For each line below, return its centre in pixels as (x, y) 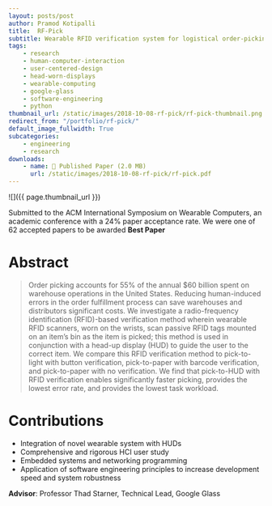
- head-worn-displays (59, 76)
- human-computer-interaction (74, 62)
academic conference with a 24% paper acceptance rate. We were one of (132, 221)
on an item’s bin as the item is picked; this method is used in (128, 336)
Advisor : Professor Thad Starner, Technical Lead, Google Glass (115, 493)
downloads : (27, 159)
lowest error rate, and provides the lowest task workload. (123, 388)
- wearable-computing (59, 83)
